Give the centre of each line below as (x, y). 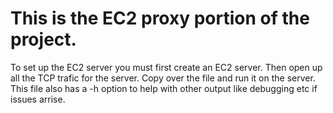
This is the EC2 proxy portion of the (160, 18)
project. (43, 39)
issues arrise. (38, 99)
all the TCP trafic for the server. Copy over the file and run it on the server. (163, 78)
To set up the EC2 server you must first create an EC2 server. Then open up (166, 67)
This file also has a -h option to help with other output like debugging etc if (164, 88)
